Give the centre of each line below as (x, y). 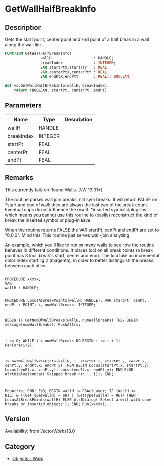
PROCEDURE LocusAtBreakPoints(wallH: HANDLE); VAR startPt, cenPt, (76, 300)
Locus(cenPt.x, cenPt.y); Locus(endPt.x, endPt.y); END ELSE (69, 370)
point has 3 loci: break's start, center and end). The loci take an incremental (82, 255)
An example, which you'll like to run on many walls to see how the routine (80, 245)
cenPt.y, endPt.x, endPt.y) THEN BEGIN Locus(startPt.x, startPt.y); (78, 365)
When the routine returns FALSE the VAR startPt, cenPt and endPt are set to (82, 230)
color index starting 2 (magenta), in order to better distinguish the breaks (79, 260)
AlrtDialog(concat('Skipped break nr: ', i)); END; (59, 374)
